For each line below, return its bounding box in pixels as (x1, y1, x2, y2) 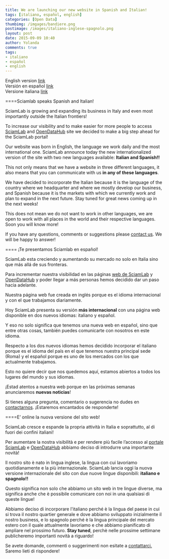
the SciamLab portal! (5, 134, 49, 140)
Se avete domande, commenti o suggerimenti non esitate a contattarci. (5, 543, 152, 549)
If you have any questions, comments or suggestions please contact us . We (5, 231, 162, 238)
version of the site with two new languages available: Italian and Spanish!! (5, 155, 160, 161)
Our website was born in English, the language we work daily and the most (5, 144, 160, 150)
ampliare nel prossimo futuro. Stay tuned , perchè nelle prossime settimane (5, 528, 161, 534)
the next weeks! (5, 201, 39, 207)
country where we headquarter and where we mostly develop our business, (5, 185, 162, 191)
